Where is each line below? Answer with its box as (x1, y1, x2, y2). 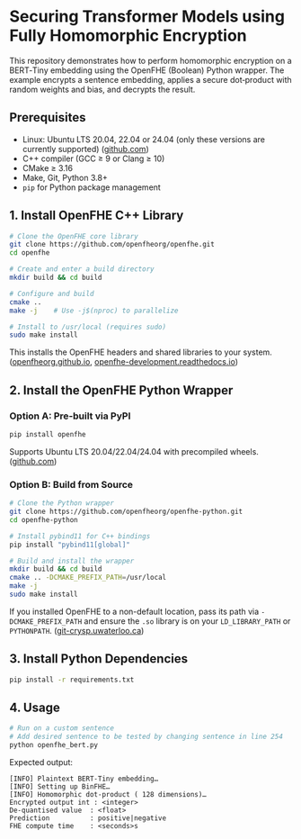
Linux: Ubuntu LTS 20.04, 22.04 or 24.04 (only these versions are (22, 133, 266, 145)
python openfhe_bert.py (9, 741, 99, 750)
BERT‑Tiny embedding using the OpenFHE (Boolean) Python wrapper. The (9, 65, 285, 76)
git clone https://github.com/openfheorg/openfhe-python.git (9, 507, 243, 517)
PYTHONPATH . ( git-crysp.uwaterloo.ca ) (9, 625, 145, 636)
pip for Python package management (22, 182, 162, 193)
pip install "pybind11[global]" (9, 540, 130, 549)
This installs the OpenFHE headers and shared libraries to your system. (9, 347, 272, 357)
